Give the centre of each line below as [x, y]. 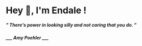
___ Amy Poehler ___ [27, 38]
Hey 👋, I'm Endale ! [46, 10]
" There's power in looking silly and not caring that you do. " [71, 25]
